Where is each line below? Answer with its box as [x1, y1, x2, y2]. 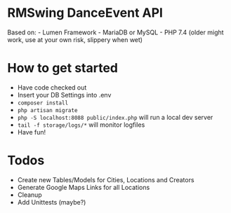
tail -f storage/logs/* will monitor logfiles [17, 121, 145, 129]
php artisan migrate [17, 106, 78, 114]
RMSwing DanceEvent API [7, 5, 164, 21]
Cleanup [17, 191, 42, 199]
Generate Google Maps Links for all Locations [17, 183, 150, 191]
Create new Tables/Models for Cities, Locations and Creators [17, 175, 194, 184]
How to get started [7, 60, 118, 76]
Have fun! [17, 128, 46, 136]
